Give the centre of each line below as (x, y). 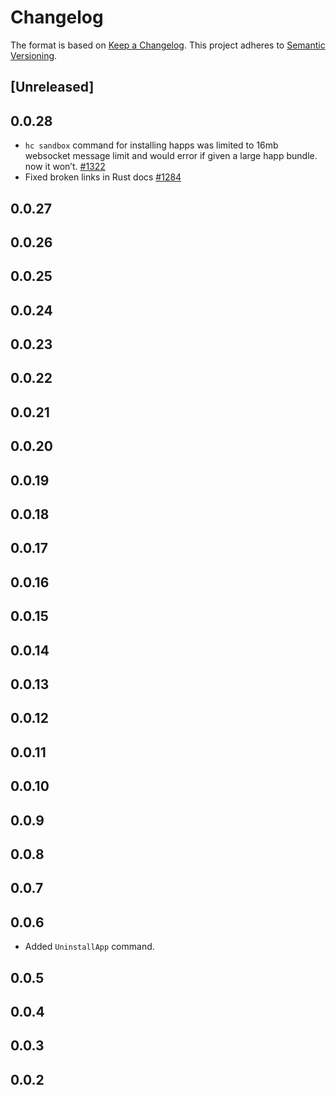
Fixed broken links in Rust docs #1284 (103, 177)
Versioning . (34, 55)
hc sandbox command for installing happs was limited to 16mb (151, 145)
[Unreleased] (52, 87)
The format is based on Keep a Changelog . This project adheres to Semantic (168, 45)
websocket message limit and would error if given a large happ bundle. (171, 156)
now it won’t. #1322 (65, 167)
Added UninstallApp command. (89, 947)
